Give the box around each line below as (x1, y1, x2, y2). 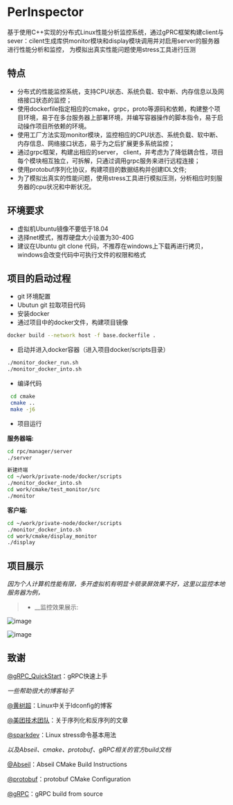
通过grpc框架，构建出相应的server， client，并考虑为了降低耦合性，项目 (17, 148, 224, 156)
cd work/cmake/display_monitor (7, 533, 97, 540)
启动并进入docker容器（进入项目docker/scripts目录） (17, 346, 169, 354)
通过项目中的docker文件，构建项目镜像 (17, 318, 129, 326)
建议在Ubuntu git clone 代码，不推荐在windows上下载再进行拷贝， (17, 242, 207, 250)
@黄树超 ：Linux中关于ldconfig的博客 (7, 701, 113, 709)
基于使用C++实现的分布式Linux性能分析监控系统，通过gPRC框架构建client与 (7, 28, 224, 36)
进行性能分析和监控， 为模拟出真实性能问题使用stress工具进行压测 (7, 45, 196, 53)
